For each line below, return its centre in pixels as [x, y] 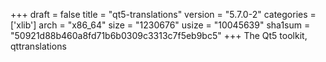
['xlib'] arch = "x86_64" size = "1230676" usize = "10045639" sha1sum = [160, 25]
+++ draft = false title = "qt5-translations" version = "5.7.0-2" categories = [163, 14]
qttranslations [38, 46]
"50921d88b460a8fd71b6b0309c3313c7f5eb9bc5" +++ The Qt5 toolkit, [159, 35]
